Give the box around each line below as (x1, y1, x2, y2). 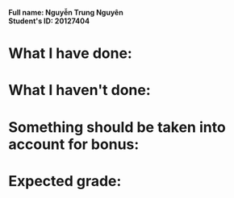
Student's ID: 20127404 (8, 16, 90, 26)
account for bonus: (8, 135, 140, 153)
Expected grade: (8, 171, 122, 190)
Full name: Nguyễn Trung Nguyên (8, 8, 123, 17)
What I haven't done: (8, 81, 151, 100)
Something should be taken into (8, 118, 226, 136)
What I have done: (8, 44, 133, 63)
